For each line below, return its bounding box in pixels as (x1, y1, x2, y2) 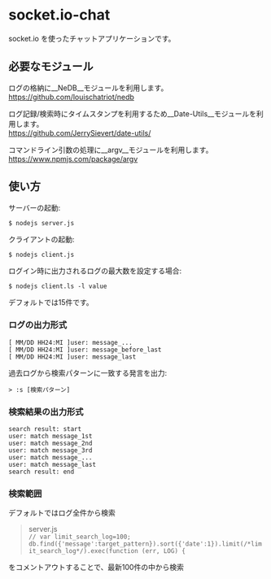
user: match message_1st (8, 433, 93, 441)
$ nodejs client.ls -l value (8, 282, 107, 290)
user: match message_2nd (8, 439, 93, 448)
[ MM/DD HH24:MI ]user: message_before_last (8, 346, 162, 354)
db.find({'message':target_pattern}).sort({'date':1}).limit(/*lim (28, 540, 262, 548)
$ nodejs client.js (8, 250, 75, 259)
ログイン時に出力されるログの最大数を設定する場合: (8, 266, 182, 276)
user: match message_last (8, 461, 96, 469)
